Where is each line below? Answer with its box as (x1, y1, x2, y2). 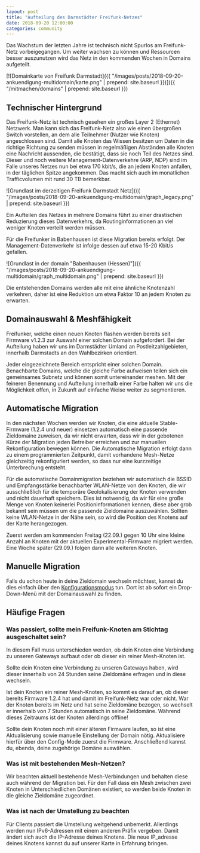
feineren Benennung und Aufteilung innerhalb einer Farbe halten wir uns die (6, 380, 193, 387)
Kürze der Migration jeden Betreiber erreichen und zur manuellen (6, 438, 167, 445)
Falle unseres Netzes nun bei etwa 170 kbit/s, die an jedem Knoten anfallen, (6, 163, 192, 170)
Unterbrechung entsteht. (6, 464, 67, 471)
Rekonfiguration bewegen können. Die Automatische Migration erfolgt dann (6, 445, 192, 452)
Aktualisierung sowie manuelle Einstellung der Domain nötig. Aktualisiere (6, 732, 185, 739)
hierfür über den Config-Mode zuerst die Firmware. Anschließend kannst (6, 738, 186, 745)
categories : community (6, 25, 63, 32)
